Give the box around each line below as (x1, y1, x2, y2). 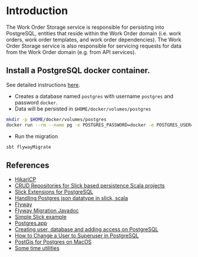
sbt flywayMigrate (6, 144, 51, 150)
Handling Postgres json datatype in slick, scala (14, 195, 128, 202)
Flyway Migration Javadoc (14, 207, 79, 214)
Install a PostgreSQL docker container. (6, 66, 150, 76)
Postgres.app (14, 219, 48, 227)
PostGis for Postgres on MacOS (14, 238, 92, 245)
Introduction (6, 4, 68, 18)
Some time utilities (14, 245, 60, 252)
